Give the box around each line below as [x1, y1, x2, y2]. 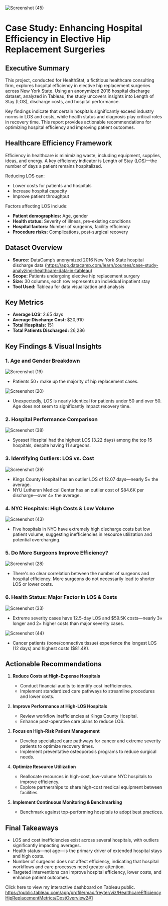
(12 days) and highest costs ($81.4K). [12, 645, 90, 651]
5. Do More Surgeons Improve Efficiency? [5, 549, 109, 556]
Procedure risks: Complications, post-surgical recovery [12, 229, 128, 235]
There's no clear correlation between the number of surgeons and [12, 571, 149, 577]
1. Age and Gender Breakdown [5, 357, 80, 364]
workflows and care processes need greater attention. [12, 864, 125, 870]
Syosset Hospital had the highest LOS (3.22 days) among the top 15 [12, 437, 152, 443]
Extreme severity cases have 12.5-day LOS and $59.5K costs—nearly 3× [12, 615, 163, 621]
